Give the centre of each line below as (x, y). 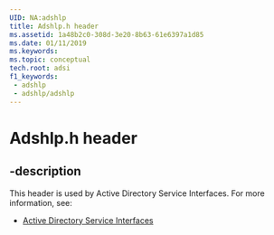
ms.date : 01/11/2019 (48, 43)
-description (45, 171)
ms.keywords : (34, 52)
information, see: (41, 202)
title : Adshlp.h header (54, 26)
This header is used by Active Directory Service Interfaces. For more (137, 193)
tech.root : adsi (40, 69)
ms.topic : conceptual (50, 60)
